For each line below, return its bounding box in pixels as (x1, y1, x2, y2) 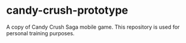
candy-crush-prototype (6, 4, 128, 17)
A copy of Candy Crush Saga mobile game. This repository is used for (6, 23, 180, 30)
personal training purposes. (6, 29, 75, 36)
